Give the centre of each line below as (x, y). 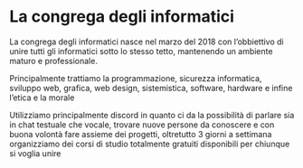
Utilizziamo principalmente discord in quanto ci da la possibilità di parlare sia (152, 115)
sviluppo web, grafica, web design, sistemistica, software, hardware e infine (151, 88)
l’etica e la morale (42, 98)
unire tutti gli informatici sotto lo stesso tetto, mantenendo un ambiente (141, 51)
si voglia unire (35, 153)
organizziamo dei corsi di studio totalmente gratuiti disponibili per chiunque (150, 144)
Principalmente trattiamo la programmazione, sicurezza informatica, (136, 78)
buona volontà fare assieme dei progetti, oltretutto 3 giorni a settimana (141, 134)
